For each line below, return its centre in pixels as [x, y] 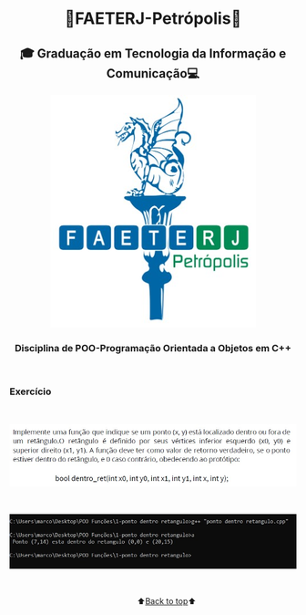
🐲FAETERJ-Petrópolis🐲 [153, 19]
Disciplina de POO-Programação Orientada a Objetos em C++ [153, 348]
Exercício [31, 391]
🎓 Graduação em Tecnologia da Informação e [153, 53]
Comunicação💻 [153, 73]
